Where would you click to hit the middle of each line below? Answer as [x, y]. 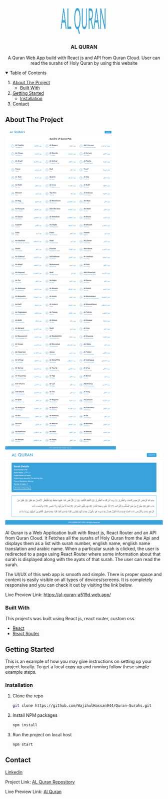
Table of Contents [28, 73]
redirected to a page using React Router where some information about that [83, 554]
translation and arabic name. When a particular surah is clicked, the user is [82, 549]
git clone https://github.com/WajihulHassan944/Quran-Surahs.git [82, 706]
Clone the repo [28, 696]
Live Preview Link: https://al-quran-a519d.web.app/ [58, 595]
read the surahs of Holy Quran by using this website [84, 63]
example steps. [21, 672]
